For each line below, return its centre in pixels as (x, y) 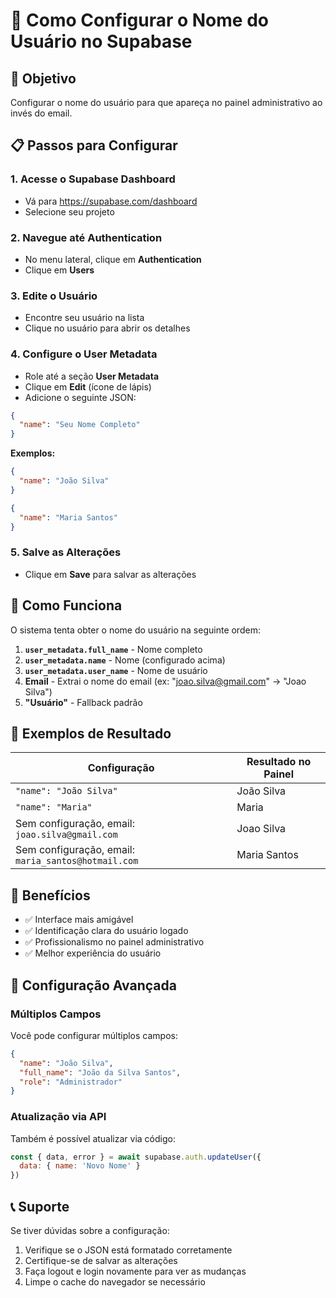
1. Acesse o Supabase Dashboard (93, 179)
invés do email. (41, 113)
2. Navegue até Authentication (86, 237)
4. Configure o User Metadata (84, 354)
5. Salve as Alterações (66, 552)
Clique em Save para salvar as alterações (110, 574)
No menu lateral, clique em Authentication (113, 259)
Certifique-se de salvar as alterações (101, 1260)
